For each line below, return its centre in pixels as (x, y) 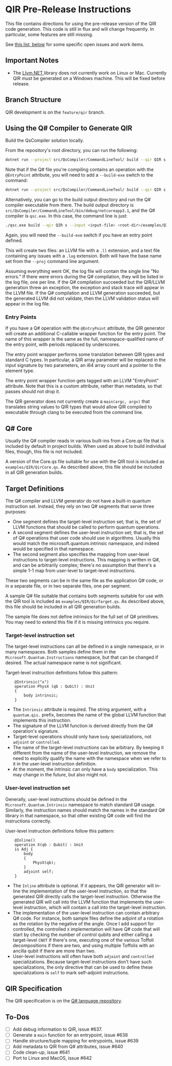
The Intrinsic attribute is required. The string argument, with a (80, 709)
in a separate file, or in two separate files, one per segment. (68, 586)
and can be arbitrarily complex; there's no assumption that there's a (84, 565)
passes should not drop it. (33, 391)
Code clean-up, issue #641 (41, 1052)
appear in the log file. (28, 304)
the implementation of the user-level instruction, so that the (84, 891)
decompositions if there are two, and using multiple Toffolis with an (83, 945)
